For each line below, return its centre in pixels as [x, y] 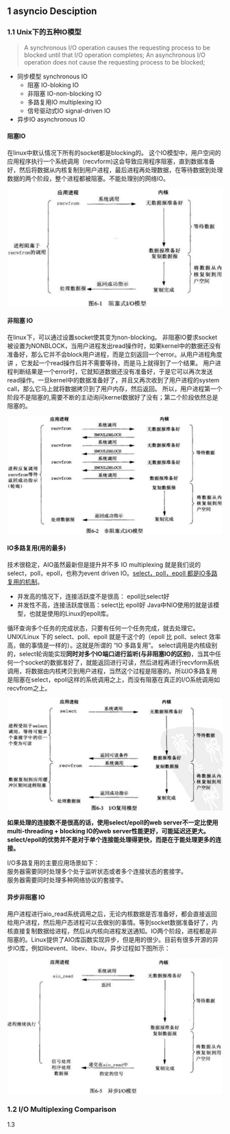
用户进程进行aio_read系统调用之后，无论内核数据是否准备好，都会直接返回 [112, 914]
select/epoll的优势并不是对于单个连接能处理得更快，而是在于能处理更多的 [111, 840]
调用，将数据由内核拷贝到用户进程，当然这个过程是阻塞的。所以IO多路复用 [112, 671]
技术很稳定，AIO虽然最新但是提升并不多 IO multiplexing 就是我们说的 [104, 565]
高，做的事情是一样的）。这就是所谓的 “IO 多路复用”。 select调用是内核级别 [112, 645]
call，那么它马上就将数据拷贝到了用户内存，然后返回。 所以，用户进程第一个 [115, 389]
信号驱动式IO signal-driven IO [69, 111]
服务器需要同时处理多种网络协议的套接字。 [67, 880]
